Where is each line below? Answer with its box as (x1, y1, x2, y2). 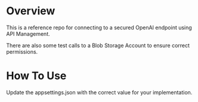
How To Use (6, 69, 67, 83)
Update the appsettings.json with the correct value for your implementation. (6, 88, 193, 96)
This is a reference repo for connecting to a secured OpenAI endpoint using (6, 24, 192, 31)
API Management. (6, 30, 50, 37)
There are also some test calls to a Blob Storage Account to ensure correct (6, 42, 190, 49)
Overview (6, 4, 55, 18)
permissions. (6, 48, 38, 55)
